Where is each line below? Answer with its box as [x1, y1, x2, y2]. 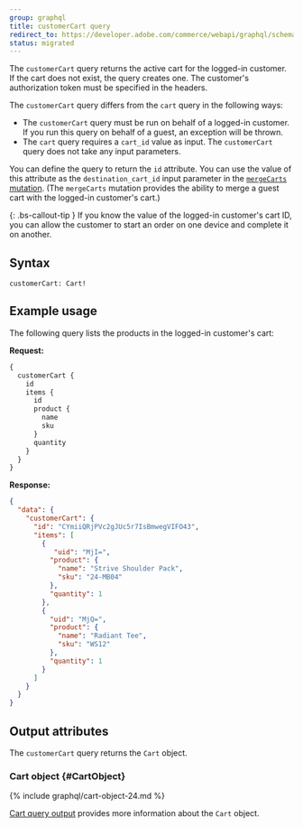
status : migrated [9, 38, 75, 48]
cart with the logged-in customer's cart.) [9, 192, 161, 203]
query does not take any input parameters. [22, 146, 181, 157]
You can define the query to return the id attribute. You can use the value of [9, 163, 292, 174]
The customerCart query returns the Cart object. [9, 747, 188, 758]
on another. [9, 229, 52, 240]
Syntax [9, 255, 50, 271]
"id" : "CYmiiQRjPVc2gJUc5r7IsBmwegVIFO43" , [32, 522, 200, 531]
